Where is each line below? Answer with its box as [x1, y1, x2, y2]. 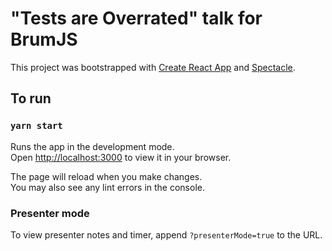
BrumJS [10, 28, 78, 51]
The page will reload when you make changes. [10, 170, 203, 182]
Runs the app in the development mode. [10, 140, 175, 152]
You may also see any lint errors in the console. [10, 181, 205, 193]
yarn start [10, 120, 63, 132]
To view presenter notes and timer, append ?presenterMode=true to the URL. [10, 228, 323, 241]
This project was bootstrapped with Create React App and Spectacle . [10, 61, 296, 73]
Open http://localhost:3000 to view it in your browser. [10, 151, 232, 163]
